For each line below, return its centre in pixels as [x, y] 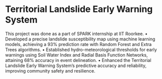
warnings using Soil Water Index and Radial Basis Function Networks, [76, 55]
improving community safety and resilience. [50, 70]
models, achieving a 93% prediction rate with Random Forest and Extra [78, 44]
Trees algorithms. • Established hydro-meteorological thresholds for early [81, 49]
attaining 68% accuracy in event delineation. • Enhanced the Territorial [78, 60]
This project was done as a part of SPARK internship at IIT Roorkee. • [76, 33]
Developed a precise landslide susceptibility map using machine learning [80, 39]
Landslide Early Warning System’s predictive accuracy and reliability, [76, 65]
